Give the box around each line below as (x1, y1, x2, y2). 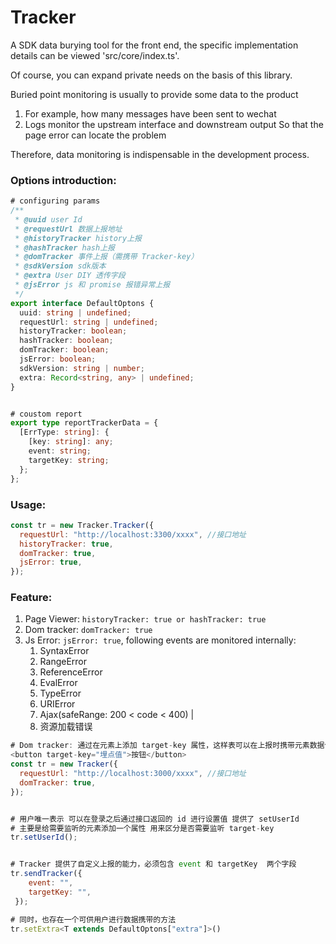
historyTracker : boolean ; (19, 326, 128, 336)
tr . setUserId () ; (10, 832, 78, 843)
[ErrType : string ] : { (19, 427, 110, 438)
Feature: (10, 591, 53, 605)
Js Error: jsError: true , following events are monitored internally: (24, 634, 297, 646)
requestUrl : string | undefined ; (19, 317, 159, 327)
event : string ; (28, 446, 92, 456)
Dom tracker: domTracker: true (24, 624, 153, 636)
